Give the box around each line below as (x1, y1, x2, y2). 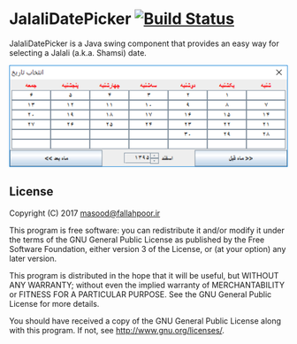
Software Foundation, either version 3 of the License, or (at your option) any (9, 243, 286, 254)
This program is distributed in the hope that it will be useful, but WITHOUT (9, 270, 279, 280)
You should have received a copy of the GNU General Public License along (9, 315, 281, 326)
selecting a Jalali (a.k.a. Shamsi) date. (9, 47, 148, 57)
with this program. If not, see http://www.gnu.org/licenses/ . (9, 325, 225, 335)
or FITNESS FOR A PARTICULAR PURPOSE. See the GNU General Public (9, 288, 272, 300)
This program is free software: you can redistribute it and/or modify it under (9, 225, 285, 235)
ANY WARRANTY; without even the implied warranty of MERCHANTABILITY (9, 279, 286, 290)
